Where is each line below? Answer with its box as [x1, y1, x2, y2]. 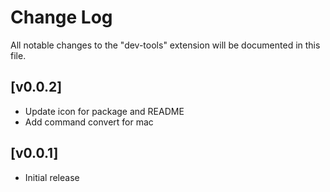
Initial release [24, 171, 80, 183]
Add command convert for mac [24, 116, 154, 128]
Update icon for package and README [24, 105, 185, 117]
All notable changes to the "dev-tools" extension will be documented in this [10, 39, 321, 51]
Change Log [10, 6, 113, 29]
